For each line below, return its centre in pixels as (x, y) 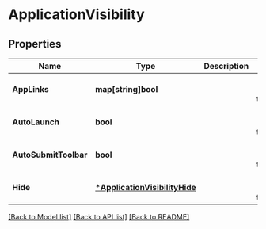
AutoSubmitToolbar (50, 155)
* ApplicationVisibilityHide (145, 187)
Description (226, 66)
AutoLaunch (36, 122)
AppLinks (30, 89)
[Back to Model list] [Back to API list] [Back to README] (99, 217)
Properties (35, 44)
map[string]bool (126, 89)
